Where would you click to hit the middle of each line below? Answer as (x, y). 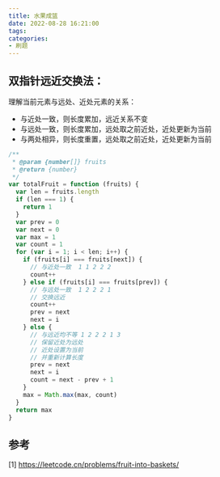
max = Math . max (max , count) (70, 395)
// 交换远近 (47, 297)
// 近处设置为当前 (56, 350)
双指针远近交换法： (56, 80)
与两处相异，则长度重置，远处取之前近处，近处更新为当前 (116, 139)
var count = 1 (39, 245)
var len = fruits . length (57, 192)
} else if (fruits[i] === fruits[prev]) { (95, 282)
